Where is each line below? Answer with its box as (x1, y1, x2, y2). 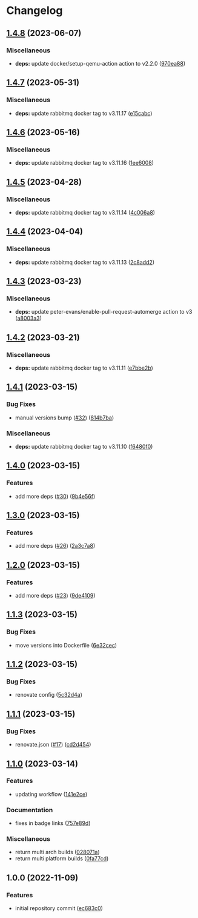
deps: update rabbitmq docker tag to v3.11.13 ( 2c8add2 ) (15, 258, 155, 266)
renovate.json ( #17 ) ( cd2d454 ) (15, 741, 91, 748)
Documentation (6, 806, 53, 814)
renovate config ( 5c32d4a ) (15, 691, 83, 699)
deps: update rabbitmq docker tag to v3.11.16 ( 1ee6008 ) (15, 159, 154, 167)
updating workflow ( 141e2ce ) (15, 790, 88, 798)
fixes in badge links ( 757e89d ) (15, 820, 91, 827)
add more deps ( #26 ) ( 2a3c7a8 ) (15, 542, 96, 550)
